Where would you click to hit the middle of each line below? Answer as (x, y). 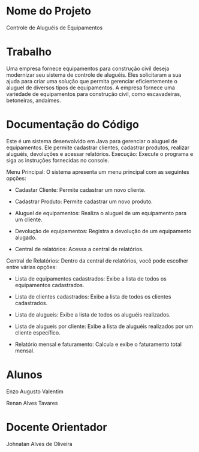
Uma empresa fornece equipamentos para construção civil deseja (88, 68)
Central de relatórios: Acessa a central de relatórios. (79, 249)
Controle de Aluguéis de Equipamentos (55, 28)
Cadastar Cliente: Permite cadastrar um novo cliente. (80, 189)
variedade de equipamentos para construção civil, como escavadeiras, (94, 94)
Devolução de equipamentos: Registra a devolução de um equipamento (103, 231)
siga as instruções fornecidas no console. (58, 160)
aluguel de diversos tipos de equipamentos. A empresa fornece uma (91, 88)
